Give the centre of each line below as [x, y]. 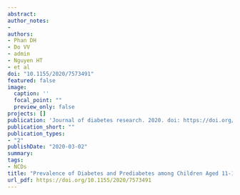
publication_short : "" [41, 127]
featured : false [31, 80]
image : [17, 87]
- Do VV [19, 47]
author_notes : [29, 21]
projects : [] [27, 114]
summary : [20, 154]
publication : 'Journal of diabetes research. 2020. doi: [94, 120]
